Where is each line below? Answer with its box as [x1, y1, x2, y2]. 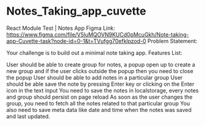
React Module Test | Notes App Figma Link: [6, 24, 115, 32]
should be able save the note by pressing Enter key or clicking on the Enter [6, 80, 195, 88]
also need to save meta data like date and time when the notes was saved [6, 106, 192, 113]
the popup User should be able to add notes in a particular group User [6, 74, 183, 81]
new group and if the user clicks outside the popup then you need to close [6, 67, 193, 74]
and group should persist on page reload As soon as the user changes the [6, 93, 193, 100]
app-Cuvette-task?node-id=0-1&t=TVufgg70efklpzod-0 [6, 37, 146, 44]
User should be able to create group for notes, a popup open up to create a [6, 61, 195, 68]
